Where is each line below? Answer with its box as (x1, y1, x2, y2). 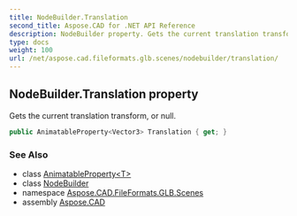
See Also (9, 148, 49, 160)
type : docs (9, 37, 49, 47)
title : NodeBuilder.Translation (9, 12, 128, 22)
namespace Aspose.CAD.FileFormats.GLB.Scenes (21, 187, 204, 197)
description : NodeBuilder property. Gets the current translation (9, 29, 259, 38)
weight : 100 (9, 46, 53, 55)
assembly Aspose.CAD (21, 197, 106, 207)
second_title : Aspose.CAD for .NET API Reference (9, 21, 196, 30)
